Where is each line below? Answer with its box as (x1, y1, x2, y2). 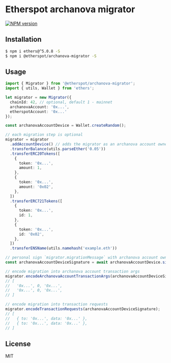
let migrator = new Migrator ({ (5, 95, 72, 100)
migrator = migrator (5, 137, 49, 142)
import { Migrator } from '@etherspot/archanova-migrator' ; (5, 81, 136, 86)
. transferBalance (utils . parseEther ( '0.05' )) (10, 146, 106, 151)
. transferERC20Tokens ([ (10, 151, 60, 156)
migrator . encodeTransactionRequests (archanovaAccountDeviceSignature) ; (5, 306, 160, 312)
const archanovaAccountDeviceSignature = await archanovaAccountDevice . (5, 260, 163, 265)
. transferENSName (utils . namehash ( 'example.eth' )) (10, 246, 117, 251)
